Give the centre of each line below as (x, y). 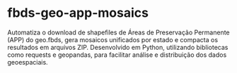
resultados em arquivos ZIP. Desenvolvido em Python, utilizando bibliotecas (118, 47)
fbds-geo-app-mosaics (78, 13)
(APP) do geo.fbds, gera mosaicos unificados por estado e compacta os (112, 39)
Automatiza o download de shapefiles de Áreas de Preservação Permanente (118, 32)
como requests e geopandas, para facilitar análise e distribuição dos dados (117, 55)
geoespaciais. (28, 62)
